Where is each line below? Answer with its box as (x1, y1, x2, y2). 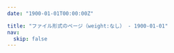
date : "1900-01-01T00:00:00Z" (7, 10, 94, 17)
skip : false (13, 35, 48, 42)
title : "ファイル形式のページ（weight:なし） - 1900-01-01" (7, 22, 168, 30)
